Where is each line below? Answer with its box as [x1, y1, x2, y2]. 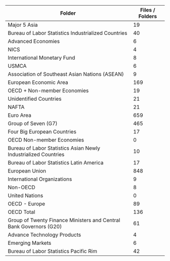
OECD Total [8, 208, 35, 215]
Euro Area [8, 112, 31, 118]
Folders [138, 13, 157, 20]
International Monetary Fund [8, 54, 75, 61]
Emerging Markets [8, 240, 52, 246]
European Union [8, 167, 47, 174]
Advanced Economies [8, 38, 60, 45]
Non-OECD [8, 184, 35, 191]
